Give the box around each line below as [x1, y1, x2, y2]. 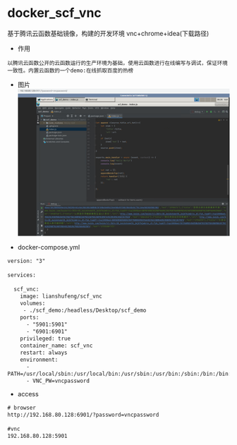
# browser [7, 404, 37, 411]
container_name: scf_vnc [20, 342, 93, 349]
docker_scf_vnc [7, 5, 102, 21]
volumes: [20, 300, 46, 307]
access [17, 389, 39, 398]
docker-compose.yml [17, 243, 80, 251]
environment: [20, 356, 59, 363]
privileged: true [20, 335, 71, 342]
